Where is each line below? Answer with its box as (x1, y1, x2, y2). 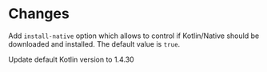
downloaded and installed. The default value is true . (8, 39, 181, 48)
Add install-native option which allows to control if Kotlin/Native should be (8, 31, 260, 40)
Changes (8, 5, 70, 23)
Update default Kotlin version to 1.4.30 (8, 55, 134, 64)
